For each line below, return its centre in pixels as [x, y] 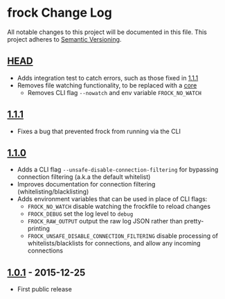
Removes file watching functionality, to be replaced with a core [107, 85]
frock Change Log [60, 13]
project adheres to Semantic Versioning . [64, 39]
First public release [45, 289]
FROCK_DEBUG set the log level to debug [80, 214]
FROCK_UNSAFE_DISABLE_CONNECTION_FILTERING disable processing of [123, 236]
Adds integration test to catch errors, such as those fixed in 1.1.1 [108, 78]
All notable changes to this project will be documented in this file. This [107, 32]
